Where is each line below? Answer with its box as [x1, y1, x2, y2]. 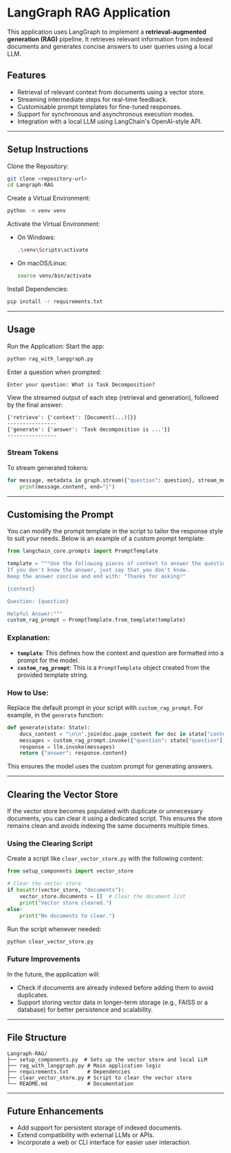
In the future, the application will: [7, 970, 100, 978]
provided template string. [16, 671, 89, 679]
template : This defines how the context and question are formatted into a [16, 649, 224, 657]
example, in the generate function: [7, 711, 104, 719]
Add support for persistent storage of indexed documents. [16, 1123, 183, 1132]
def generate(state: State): [7, 724, 91, 731]
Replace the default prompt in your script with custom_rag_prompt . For [7, 703, 204, 711]
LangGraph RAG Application [7, 5, 170, 21]
